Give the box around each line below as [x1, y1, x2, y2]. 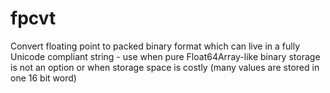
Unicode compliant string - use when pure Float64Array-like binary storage [10, 50, 321, 62]
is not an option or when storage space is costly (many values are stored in [10, 61, 320, 73]
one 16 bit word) [10, 72, 77, 84]
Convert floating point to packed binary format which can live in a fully [10, 40, 300, 52]
